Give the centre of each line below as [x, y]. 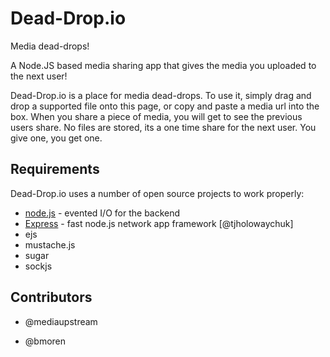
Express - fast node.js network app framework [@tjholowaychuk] [159, 223]
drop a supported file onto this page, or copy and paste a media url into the [165, 106]
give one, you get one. [56, 138]
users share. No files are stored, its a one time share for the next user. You [163, 127]
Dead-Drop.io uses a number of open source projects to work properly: [157, 193]
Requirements [55, 169]
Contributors [51, 297]
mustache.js [50, 244]
